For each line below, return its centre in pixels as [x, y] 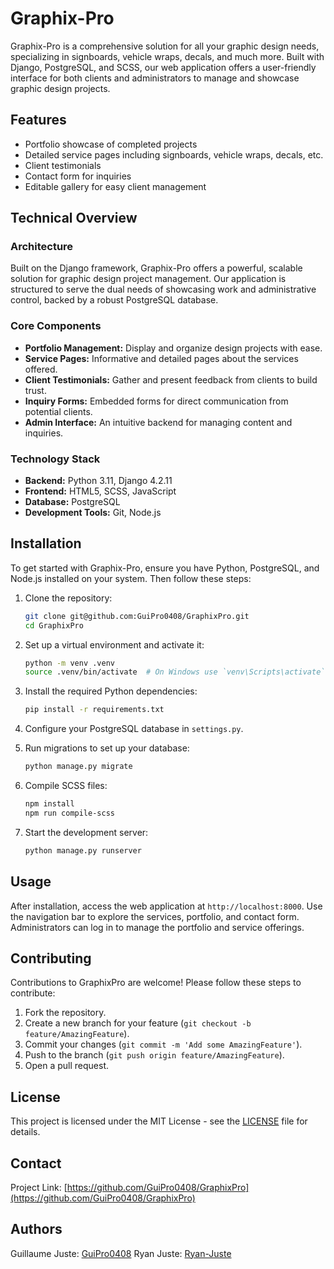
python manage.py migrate [78, 767]
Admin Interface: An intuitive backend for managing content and [158, 422]
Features [38, 120]
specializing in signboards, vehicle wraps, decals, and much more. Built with [167, 56]
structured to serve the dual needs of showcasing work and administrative [163, 289]
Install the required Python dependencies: [111, 691]
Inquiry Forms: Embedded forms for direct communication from [156, 401]
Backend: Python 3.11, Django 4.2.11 [98, 481]
